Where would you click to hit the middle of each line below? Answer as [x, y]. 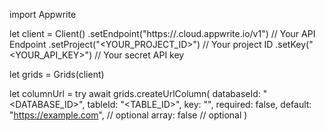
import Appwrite [43, 14]
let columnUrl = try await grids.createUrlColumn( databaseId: [135, 93]
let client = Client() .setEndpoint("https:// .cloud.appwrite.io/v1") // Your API [162, 33]
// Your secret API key [139, 55]
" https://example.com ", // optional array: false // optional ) [128, 115]
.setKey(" [294, 44]
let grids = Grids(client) [57, 74]
